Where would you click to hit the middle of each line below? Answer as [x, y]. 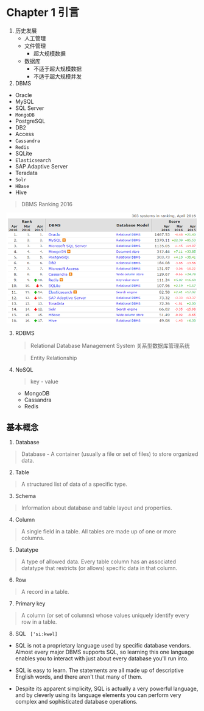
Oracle [23, 95]
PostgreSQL [30, 121]
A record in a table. [45, 592]
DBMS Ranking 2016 [47, 204]
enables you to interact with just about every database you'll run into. [102, 659]
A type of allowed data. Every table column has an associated [99, 561]
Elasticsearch [33, 160]
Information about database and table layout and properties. [97, 508]
